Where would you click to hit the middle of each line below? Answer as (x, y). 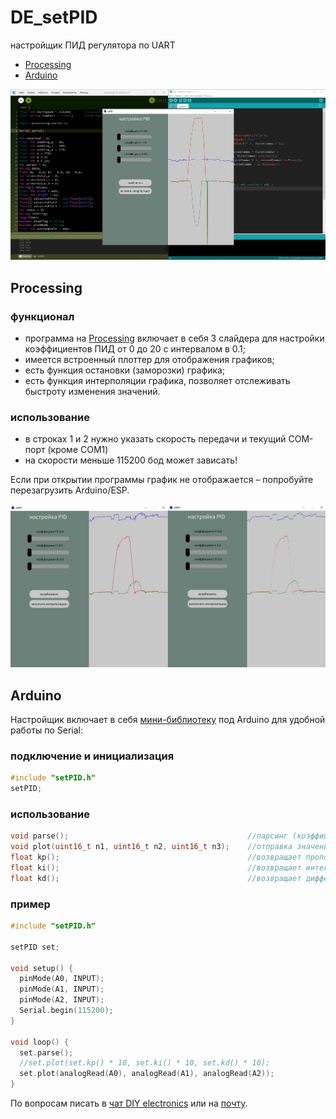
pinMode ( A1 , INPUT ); (62, 989)
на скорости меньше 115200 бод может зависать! (131, 460)
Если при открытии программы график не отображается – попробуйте (162, 480)
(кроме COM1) (78, 450)
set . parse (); (46, 1052)
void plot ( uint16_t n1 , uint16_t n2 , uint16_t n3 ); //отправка (151, 847)
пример (30, 904)
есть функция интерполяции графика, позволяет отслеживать (157, 381)
